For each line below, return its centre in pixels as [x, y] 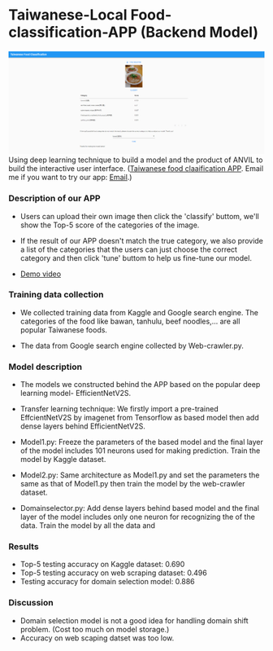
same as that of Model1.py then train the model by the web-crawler [132, 484]
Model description [45, 367]
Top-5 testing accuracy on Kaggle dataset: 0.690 [102, 565]
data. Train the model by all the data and [88, 526]
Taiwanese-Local [68, 15]
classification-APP [73, 32]
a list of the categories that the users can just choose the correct [129, 249]
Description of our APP [54, 199]
